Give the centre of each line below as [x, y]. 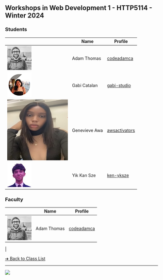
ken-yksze [118, 175]
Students [16, 30]
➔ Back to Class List [25, 259]
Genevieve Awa [88, 130]
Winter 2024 [25, 16]
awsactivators [121, 130]
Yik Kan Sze [84, 175]
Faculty [14, 199]
